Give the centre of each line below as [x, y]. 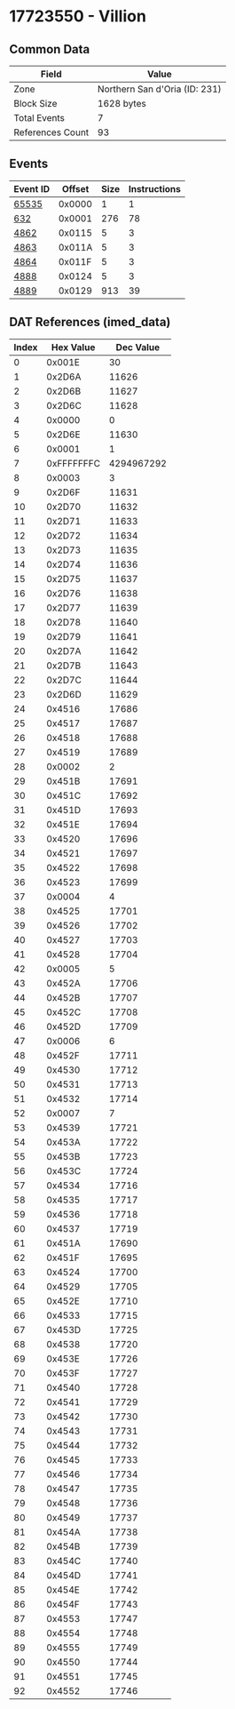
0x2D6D [64, 694]
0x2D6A [64, 377]
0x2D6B [64, 391]
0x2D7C [64, 680]
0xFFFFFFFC [73, 463]
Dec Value [138, 347]
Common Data [50, 49]
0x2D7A [64, 651]
